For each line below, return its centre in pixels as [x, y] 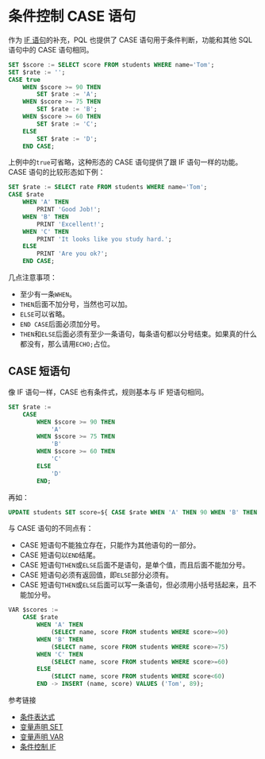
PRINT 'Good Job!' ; [69, 210]
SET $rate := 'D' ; [67, 139]
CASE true [25, 79]
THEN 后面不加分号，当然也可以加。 [76, 304]
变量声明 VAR [42, 737]
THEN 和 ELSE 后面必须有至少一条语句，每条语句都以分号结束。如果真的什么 [138, 334]
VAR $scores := [33, 610]
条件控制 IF [38, 747]
